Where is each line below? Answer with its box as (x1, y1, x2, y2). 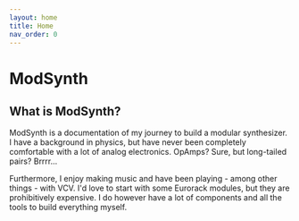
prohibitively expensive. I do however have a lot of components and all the (9, 192, 283, 203)
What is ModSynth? (9, 104, 121, 119)
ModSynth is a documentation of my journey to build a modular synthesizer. (9, 127, 288, 139)
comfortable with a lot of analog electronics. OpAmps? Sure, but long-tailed (9, 147, 287, 157)
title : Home (9, 21, 54, 30)
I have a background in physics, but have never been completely (9, 137, 247, 148)
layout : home (9, 13, 58, 22)
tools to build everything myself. (9, 202, 128, 213)
